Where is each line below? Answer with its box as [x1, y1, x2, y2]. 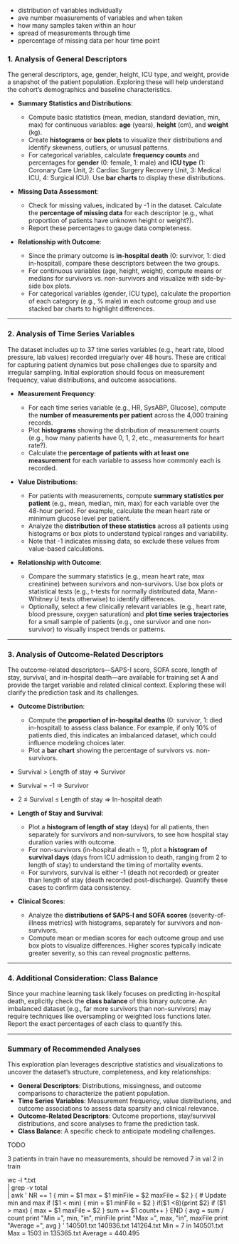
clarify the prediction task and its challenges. [7, 688, 139, 697]
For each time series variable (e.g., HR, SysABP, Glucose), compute [28, 403, 226, 412]
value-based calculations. [28, 544, 105, 553]
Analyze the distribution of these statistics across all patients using [28, 522, 229, 530]
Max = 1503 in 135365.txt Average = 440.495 [7, 1229, 140, 1238]
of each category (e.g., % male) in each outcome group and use [28, 297, 217, 306]
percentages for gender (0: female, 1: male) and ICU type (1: [28, 158, 206, 167]
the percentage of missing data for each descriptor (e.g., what [28, 209, 214, 217]
